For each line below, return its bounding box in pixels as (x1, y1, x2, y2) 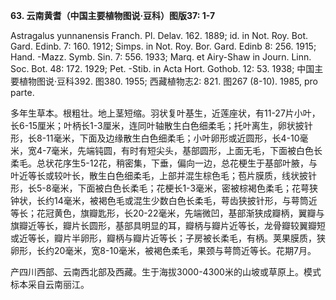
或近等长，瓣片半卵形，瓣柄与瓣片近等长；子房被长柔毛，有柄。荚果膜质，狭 (10, 232, 326, 244)
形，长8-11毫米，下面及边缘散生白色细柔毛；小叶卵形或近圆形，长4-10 (10, 132, 300, 144)
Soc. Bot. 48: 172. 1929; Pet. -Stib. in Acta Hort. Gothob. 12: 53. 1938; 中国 (10, 63, 315, 74)
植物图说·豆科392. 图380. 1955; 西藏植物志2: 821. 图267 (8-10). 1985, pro (18, 75, 318, 87)
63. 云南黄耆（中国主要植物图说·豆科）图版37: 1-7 (10, 10, 216, 21)
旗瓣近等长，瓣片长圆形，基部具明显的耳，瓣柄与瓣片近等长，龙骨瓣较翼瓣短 (10, 220, 326, 231)
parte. (10, 87, 35, 98)
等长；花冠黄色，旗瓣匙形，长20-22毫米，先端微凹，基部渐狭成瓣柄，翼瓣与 (10, 207, 325, 219)
